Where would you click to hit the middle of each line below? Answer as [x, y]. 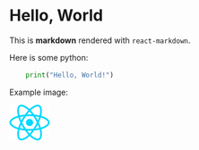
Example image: [39, 92]
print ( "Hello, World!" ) [70, 75]
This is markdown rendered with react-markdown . [100, 40]
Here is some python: [49, 57]
